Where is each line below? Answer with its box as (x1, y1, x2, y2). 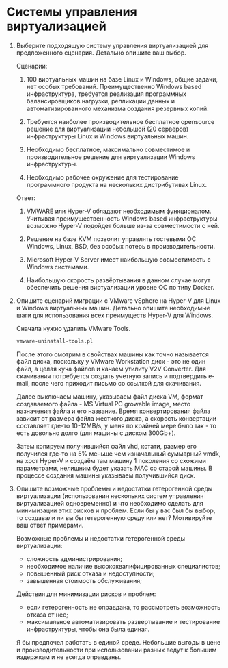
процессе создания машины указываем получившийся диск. (16, 471, 196, 480)
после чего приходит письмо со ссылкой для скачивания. (31, 379, 202, 387)
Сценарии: (16, 62, 48, 70)
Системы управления (6, 4, 137, 20)
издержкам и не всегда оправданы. (16, 652, 122, 661)
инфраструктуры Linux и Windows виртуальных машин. (26, 132, 189, 140)
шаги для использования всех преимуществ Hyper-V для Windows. (16, 311, 213, 319)
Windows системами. (26, 262, 89, 271)
